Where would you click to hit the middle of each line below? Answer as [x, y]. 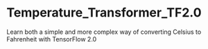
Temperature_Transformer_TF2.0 [104, 13]
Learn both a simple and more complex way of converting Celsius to [104, 32]
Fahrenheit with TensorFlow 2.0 [52, 39]
